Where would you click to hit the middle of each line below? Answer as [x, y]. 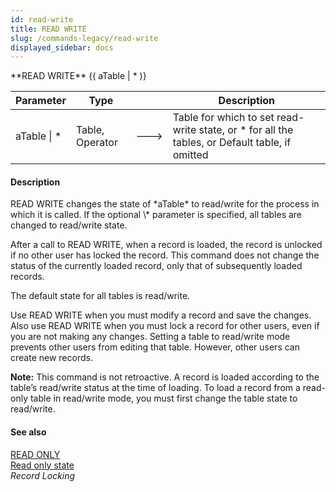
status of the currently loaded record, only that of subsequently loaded [156, 266]
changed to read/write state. [69, 225]
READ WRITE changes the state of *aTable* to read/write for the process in [165, 204]
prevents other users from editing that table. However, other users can [155, 347]
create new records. [51, 358]
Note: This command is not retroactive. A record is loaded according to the [165, 377]
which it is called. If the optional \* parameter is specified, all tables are [156, 215]
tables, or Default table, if [232, 143]
